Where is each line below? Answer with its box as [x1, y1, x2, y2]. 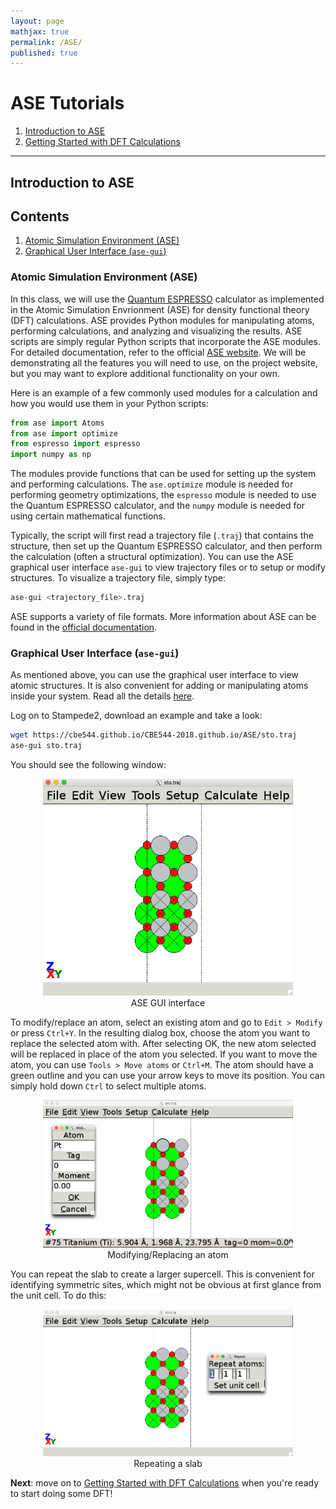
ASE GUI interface [130, 997, 206, 1009]
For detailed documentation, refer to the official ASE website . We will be [10, 346, 307, 358]
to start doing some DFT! [10, 1487, 113, 1499]
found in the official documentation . [10, 621, 158, 634]
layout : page [10, 16, 65, 26]
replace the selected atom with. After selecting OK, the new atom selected [10, 1038, 317, 1050]
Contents [10, 208, 70, 225]
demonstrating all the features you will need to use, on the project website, [10, 356, 318, 369]
